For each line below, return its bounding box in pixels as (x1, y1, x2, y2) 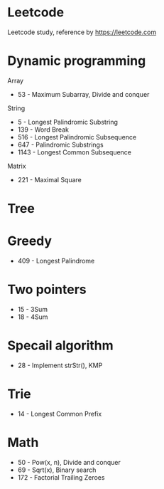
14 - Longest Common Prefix (17, 409, 102, 418)
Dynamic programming (7, 53, 146, 69)
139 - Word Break (17, 125, 70, 134)
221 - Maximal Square (17, 175, 82, 184)
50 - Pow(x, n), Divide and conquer (17, 458, 121, 466)
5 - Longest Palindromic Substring (17, 117, 119, 126)
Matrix (7, 162, 26, 170)
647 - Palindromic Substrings (17, 140, 104, 149)
